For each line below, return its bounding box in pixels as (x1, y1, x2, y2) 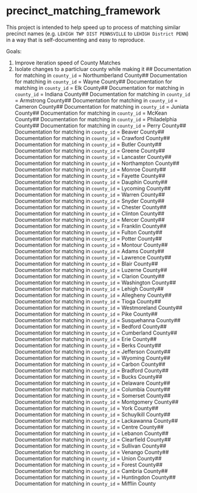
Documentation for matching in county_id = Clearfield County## (14, 436, 171, 443)
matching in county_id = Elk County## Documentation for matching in (14, 84, 185, 91)
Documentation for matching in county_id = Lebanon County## (14, 430, 169, 437)
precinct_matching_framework (6, 4, 161, 18)
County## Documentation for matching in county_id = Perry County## (14, 122, 186, 129)
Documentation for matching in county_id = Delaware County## (14, 380, 170, 387)
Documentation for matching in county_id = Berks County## (14, 342, 162, 349)
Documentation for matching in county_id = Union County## (14, 455, 162, 462)
